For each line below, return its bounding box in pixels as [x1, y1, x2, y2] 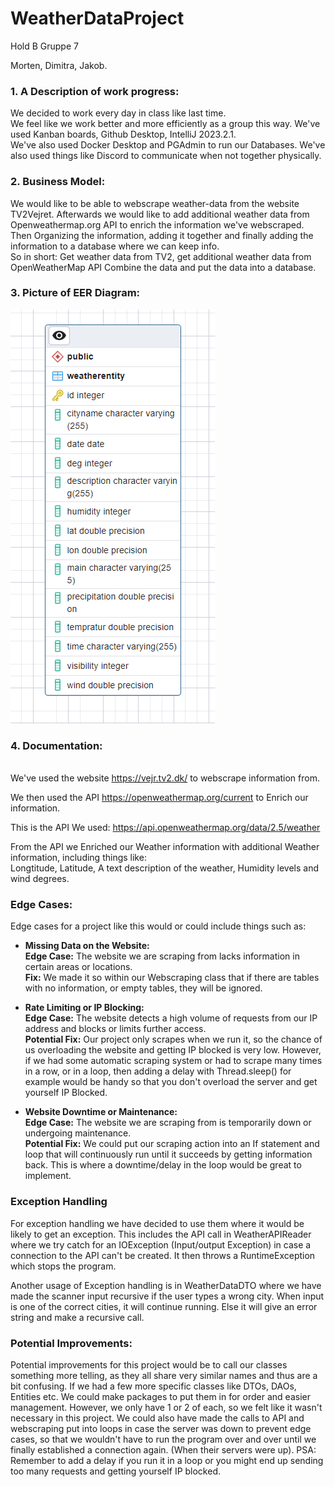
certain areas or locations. [24, 961, 133, 973]
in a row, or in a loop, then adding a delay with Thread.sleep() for [24, 1065, 292, 1077]
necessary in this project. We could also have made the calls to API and [10, 1412, 305, 1424]
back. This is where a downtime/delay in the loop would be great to [24, 1159, 302, 1171]
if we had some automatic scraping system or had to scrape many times [24, 1055, 323, 1067]
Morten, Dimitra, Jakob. [10, 59, 108, 71]
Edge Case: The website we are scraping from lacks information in [24, 950, 300, 962]
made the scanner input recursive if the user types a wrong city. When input [10, 1290, 325, 1302]
